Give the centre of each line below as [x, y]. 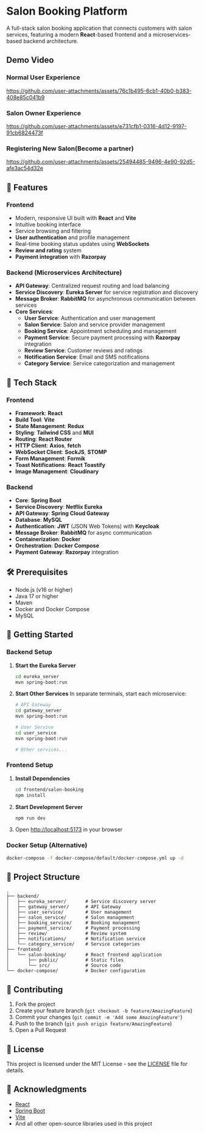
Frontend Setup [30, 765]
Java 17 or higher [37, 596]
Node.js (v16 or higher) [44, 590]
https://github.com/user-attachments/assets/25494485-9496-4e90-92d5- [101, 162]
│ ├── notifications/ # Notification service [76, 939]
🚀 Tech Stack [32, 383]
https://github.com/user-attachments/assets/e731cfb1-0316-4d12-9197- [97, 126]
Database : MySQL [39, 520]
